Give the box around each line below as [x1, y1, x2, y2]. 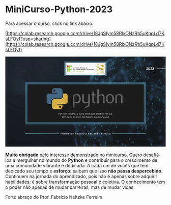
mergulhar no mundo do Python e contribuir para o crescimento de [16, 157, 158, 163]
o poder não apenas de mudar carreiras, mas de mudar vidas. [5, 184, 135, 190]
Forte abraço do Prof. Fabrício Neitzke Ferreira [5, 194, 103, 200]
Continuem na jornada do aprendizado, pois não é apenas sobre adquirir [5, 173, 158, 180]
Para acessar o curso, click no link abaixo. [5, 20, 94, 26]
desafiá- [143, 152, 161, 158]
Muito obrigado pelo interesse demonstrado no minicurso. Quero [5, 152, 142, 158]
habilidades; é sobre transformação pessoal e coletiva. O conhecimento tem [5, 179, 165, 185]
